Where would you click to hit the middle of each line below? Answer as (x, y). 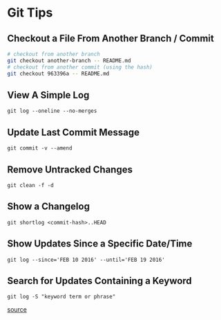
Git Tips (30, 13)
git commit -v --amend (40, 148)
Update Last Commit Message (74, 132)
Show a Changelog (48, 207)
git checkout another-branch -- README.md (69, 60)
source (17, 310)
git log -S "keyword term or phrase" (61, 297)
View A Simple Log (48, 95)
